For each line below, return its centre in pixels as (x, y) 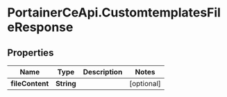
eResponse (40, 27)
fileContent (30, 84)
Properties (31, 53)
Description (103, 72)
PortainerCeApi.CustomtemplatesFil (114, 13)
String (66, 84)
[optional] (145, 84)
